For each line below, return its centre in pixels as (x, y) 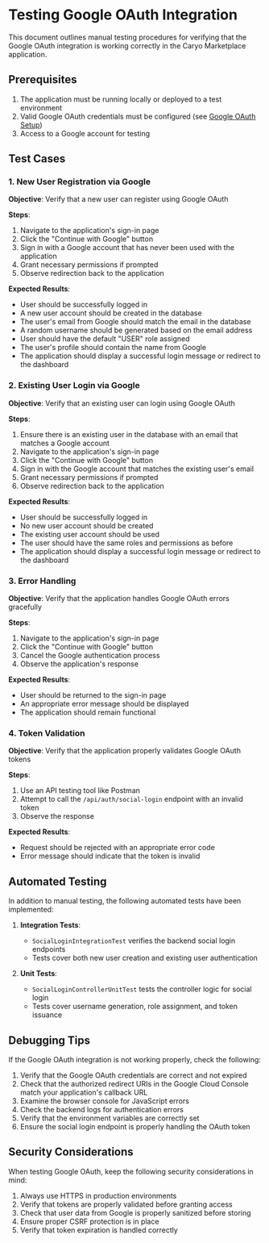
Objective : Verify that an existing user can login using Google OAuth (122, 403)
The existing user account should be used (89, 534)
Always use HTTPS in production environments (98, 1195)
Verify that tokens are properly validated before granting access (126, 1204)
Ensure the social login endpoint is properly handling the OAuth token (135, 1126)
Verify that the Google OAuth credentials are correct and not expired (133, 1075)
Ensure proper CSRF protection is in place (89, 1221)
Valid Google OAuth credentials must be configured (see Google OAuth (138, 116)
